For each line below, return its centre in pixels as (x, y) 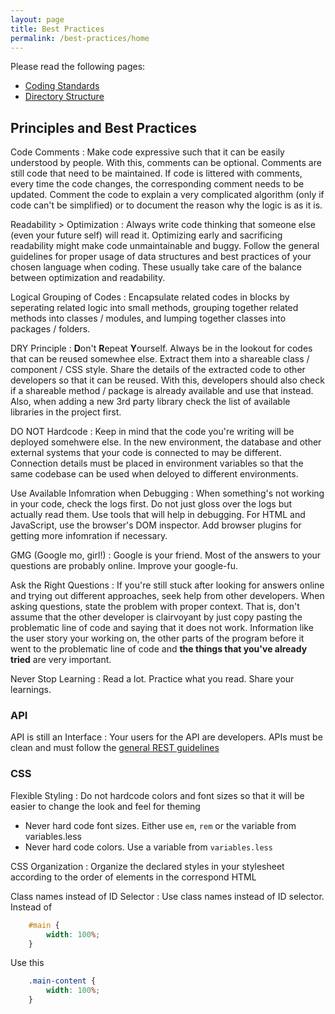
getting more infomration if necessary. (89, 536)
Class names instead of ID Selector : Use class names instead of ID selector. (167, 896)
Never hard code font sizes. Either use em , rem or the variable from (160, 825)
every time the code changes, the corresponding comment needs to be (157, 184)
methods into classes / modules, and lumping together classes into (148, 318)
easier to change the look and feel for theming (105, 806)
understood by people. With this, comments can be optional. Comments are (166, 163)
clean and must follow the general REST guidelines (115, 748)
